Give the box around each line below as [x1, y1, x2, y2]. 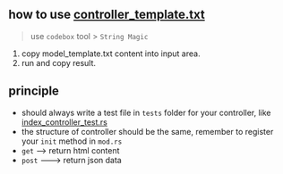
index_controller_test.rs [21, 116, 108, 128]
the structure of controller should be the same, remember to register [21, 126, 274, 137]
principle [8, 84, 60, 99]
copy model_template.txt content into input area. [21, 48, 201, 59]
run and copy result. [21, 57, 96, 68]
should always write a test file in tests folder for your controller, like [21, 107, 271, 118]
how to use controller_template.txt [8, 7, 205, 22]
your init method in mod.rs [21, 136, 123, 146]
